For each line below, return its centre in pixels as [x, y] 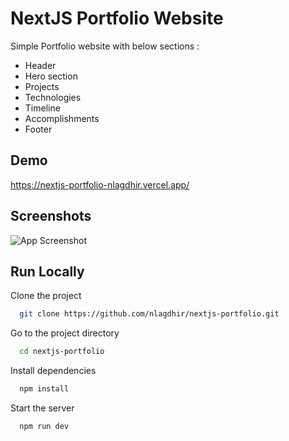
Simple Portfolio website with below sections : [105, 46]
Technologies [53, 97]
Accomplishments [62, 118]
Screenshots [51, 216]
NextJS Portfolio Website [117, 18]
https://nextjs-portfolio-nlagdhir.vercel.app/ [100, 184]
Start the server [42, 408]
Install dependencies [53, 371]
